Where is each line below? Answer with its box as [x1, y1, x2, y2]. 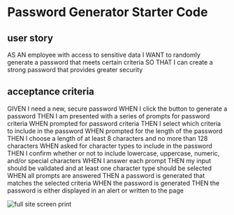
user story [7, 32, 54, 44]
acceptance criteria [7, 85, 94, 98]
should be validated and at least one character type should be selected [7, 164, 212, 172]
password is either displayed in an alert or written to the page [7, 186, 184, 195]
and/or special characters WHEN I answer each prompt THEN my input [7, 156, 212, 165]
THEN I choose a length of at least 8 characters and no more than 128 [7, 134, 208, 142]
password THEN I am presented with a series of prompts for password [7, 111, 210, 120]
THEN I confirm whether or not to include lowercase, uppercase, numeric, [7, 148, 220, 158]
